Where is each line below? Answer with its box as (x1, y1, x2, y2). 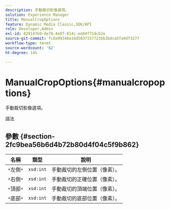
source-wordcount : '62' (5, 45, 56, 50)
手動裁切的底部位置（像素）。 (51, 195, 120, 202)
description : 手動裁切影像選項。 (5, 7, 70, 13)
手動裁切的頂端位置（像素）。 (51, 186, 120, 193)
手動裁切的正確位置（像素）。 (51, 176, 120, 183)
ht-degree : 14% (5, 50, 38, 55)
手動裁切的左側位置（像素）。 (51, 166, 120, 173)
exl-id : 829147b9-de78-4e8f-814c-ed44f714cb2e (5, 31, 106, 36)
